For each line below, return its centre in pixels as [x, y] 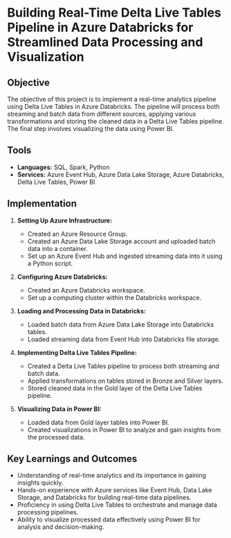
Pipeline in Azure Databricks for [100, 27]
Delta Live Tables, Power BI [56, 182]
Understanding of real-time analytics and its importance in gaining [111, 476]
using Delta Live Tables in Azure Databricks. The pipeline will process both [113, 106]
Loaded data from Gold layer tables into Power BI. [98, 422]
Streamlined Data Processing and [105, 42]
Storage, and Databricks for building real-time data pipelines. [104, 498]
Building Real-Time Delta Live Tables [114, 13]
